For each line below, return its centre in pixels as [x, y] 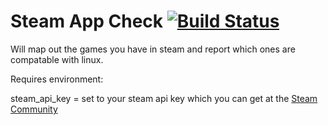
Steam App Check [87, 21]
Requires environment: [57, 79]
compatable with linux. [57, 59]
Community [34, 109]
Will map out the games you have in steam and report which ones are [153, 49]
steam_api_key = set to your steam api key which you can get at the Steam [164, 98]
